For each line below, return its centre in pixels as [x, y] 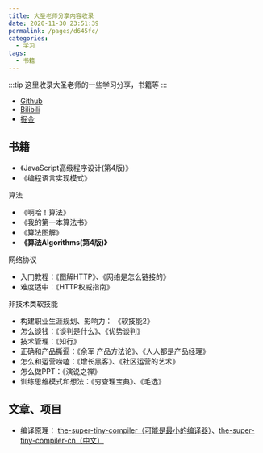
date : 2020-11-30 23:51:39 [54, 23]
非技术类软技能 [33, 304]
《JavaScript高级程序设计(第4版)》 [76, 168]
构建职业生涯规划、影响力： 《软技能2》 [87, 321]
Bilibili [30, 109]
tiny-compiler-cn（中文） [62, 440]
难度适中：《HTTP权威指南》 [67, 286]
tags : [17, 53]
